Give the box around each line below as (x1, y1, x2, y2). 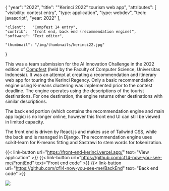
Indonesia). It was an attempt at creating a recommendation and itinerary (5, 72, 157, 78)
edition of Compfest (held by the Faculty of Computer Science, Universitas (5, 67, 160, 72)
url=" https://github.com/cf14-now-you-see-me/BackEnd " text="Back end (5, 165, 158, 171)
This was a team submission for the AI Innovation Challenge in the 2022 (5, 61, 155, 67)
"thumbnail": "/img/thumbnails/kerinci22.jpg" (5, 42, 105, 47)
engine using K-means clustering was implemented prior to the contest (5, 83, 153, 88)
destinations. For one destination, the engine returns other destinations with (5, 93, 163, 99)
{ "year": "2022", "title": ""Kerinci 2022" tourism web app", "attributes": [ (5, 5, 156, 10)
